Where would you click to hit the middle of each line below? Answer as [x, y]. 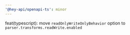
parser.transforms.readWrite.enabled [44, 28]
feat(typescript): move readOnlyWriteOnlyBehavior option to [65, 23]
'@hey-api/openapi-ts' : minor [36, 9]
